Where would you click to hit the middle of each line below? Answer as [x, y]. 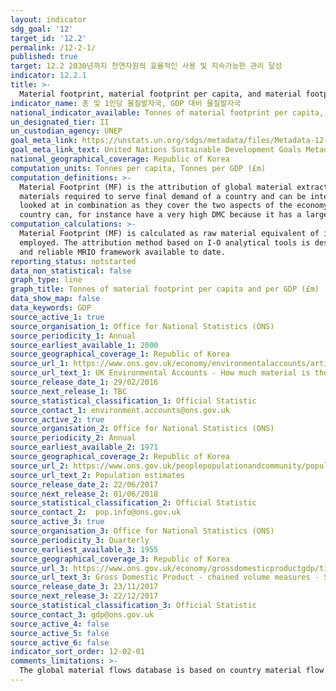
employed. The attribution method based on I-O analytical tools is [165, 242]
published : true [44, 57]
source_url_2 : [40, 466]
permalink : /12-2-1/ [53, 47]
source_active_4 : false [60, 624]
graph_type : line [46, 280]
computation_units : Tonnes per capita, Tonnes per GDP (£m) [138, 168]
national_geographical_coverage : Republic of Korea [120, 159]
